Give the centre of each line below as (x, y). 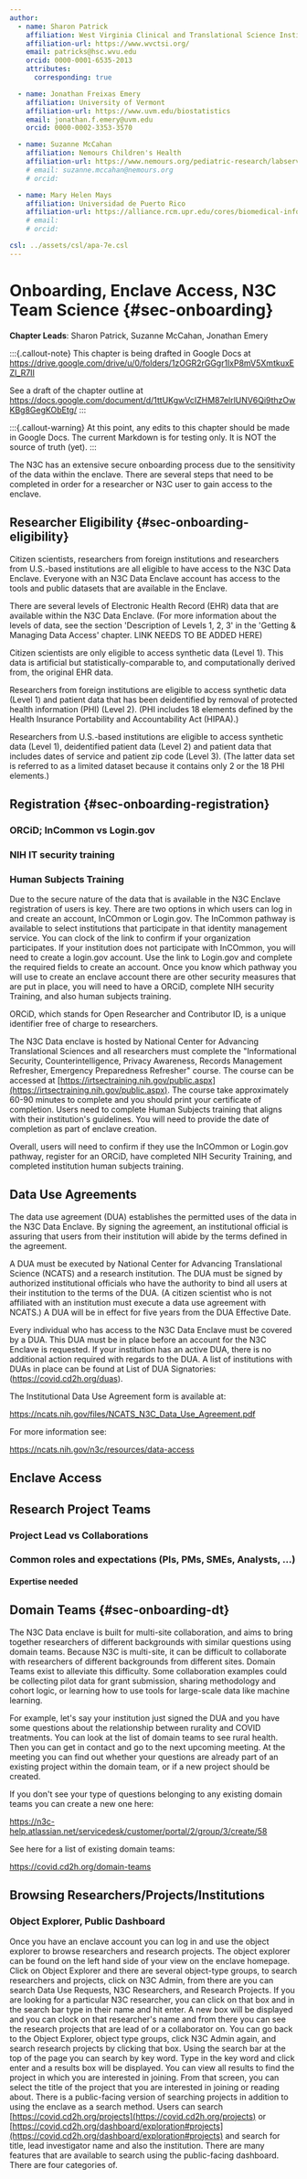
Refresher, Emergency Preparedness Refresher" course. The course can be (152, 1071)
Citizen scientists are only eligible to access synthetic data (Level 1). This (147, 652)
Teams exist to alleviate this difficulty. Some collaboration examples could (148, 1671)
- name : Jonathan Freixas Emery (79, 94)
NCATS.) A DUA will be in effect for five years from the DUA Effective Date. (150, 1312)
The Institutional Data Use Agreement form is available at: (118, 1396)
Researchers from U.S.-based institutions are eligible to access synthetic (147, 736)
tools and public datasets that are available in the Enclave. (119, 588)
